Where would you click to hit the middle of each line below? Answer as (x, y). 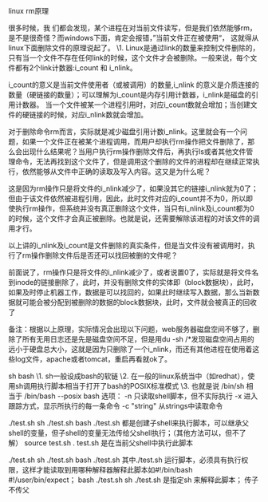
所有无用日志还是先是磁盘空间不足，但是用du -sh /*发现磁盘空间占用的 (138, 339)
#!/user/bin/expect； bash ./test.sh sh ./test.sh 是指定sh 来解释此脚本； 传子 (134, 480)
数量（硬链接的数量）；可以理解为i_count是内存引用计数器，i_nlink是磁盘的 (130, 95)
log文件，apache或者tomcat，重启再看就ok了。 (93, 359)
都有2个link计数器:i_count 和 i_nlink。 (76, 68)
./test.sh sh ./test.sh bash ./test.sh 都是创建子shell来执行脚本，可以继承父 (129, 423)
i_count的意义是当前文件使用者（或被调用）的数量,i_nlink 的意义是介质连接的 (134, 85)
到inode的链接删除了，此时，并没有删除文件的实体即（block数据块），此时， (133, 282)
